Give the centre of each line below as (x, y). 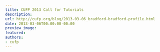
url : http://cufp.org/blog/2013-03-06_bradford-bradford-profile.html (80, 19)
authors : (14, 38)
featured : (15, 33)
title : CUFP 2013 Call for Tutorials (44, 10)
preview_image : (21, 28)
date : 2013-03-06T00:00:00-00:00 (40, 24)
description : (19, 14)
